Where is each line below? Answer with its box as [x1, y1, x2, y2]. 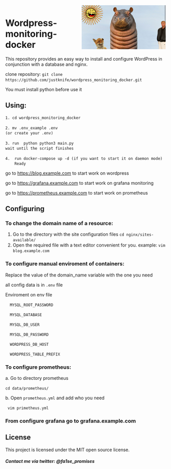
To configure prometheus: [5, 364, 71, 371]
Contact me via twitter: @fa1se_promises [5, 458, 95, 464]
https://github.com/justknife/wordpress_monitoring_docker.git [5, 77, 142, 82]
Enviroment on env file [5, 291, 52, 297]
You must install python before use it [5, 86, 82, 92]
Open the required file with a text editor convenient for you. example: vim [12, 242, 165, 249]
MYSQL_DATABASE [10, 312, 42, 317]
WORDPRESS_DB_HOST [10, 342, 49, 347]
